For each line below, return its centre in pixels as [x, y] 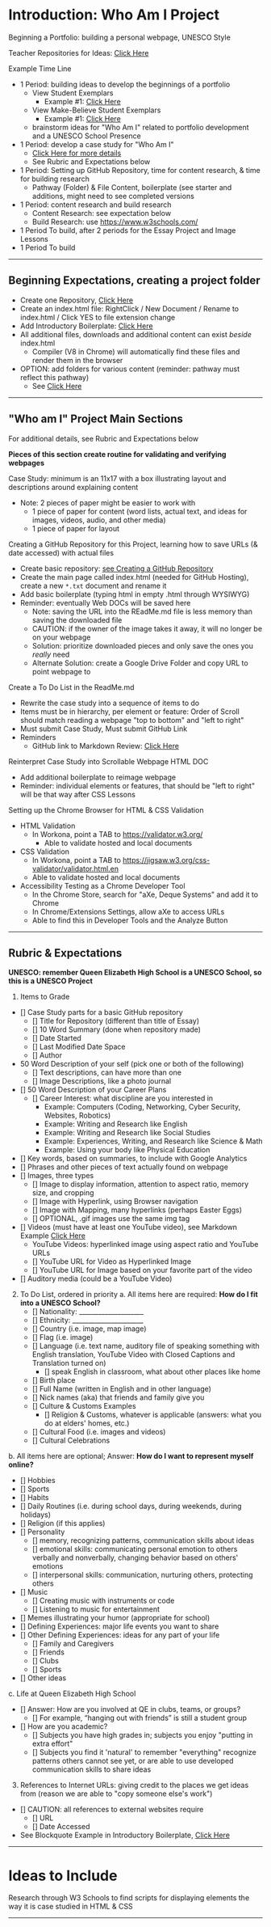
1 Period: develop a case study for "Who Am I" [97, 144]
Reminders [38, 737]
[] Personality [42, 1532]
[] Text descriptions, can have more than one [106, 1072]
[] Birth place [54, 1380]
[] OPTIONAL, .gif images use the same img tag [111, 1219]
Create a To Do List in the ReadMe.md [71, 687]
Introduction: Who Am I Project [114, 15]
